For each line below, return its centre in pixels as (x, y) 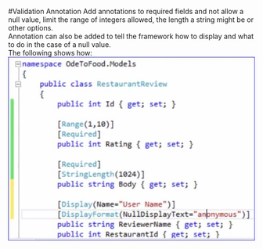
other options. (31, 28)
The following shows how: (50, 53)
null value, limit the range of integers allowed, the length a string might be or (131, 20)
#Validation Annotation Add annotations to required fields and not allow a (126, 11)
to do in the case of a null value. (59, 45)
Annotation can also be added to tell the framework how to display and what (131, 36)
